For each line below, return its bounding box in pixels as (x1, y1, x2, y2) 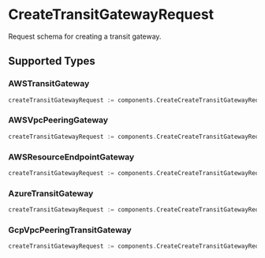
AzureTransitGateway (8, 188, 94, 199)
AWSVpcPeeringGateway (8, 114, 109, 125)
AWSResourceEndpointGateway (8, 151, 135, 163)
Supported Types (8, 54, 96, 68)
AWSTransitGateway (8, 78, 90, 89)
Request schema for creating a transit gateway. (8, 32, 162, 41)
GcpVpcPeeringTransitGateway (8, 224, 132, 235)
